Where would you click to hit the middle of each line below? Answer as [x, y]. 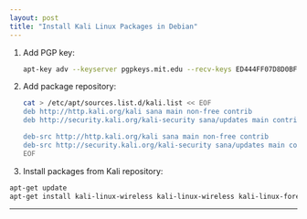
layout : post [34, 18]
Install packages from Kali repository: [93, 171]
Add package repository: [69, 87]
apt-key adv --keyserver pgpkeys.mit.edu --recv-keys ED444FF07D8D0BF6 [162, 69]
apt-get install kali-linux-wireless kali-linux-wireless [122, 196]
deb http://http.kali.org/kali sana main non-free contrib [138, 112]
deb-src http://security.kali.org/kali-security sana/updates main [153, 145]
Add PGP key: [48, 52]
